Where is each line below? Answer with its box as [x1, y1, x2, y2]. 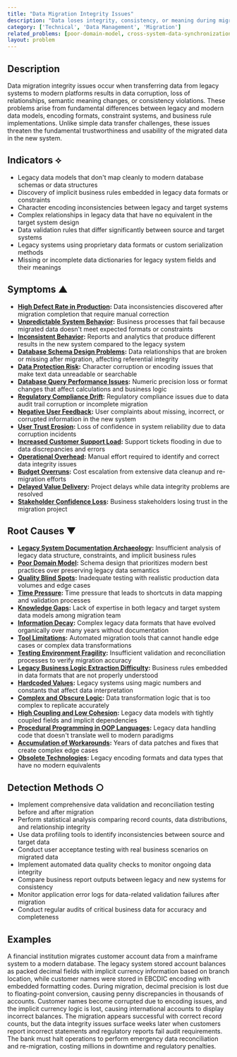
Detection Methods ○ [7, 781, 104, 794]
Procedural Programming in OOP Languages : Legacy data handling [17, 724, 217, 732]
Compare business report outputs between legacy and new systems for [17, 876, 226, 884]
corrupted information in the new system [17, 414, 136, 423]
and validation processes [17, 596, 91, 605]
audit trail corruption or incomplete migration [17, 399, 148, 408]
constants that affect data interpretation [17, 686, 134, 695]
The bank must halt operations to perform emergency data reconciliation [7, 1034, 219, 1043]
